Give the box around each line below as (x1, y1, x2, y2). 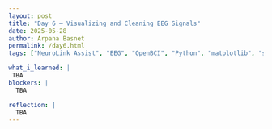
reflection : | (8, 101, 57, 109)
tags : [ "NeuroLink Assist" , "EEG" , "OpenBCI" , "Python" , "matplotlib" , (8, 49, 255, 57)
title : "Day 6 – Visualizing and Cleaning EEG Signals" (8, 19, 201, 27)
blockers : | (8, 78, 49, 87)
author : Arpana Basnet (8, 34, 85, 43)
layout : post (8, 11, 53, 20)
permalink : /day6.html (8, 42, 85, 50)
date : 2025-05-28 (8, 27, 67, 35)
